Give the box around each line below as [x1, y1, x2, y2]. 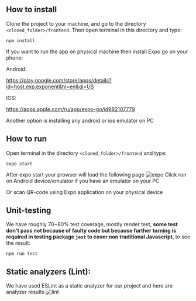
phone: [6, 54, 23, 61]
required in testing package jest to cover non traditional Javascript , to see [6, 233, 191, 240]
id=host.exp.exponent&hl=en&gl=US [6, 83, 94, 90]
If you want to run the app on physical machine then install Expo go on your [6, 48, 188, 55]
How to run [6, 134, 47, 144]
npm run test [6, 251, 38, 257]
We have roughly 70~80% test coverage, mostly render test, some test [6, 221, 178, 228]
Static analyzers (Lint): [6, 267, 91, 276]
